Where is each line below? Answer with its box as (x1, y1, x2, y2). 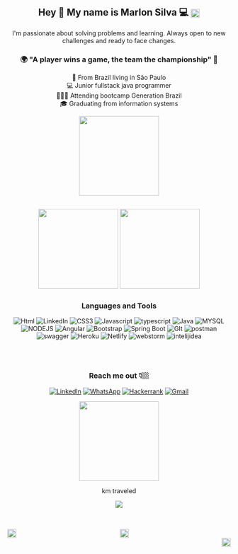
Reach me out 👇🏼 (89, 371, 149, 381)
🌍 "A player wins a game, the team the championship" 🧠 (20, 54, 218, 64)
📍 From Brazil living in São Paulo (72, 74, 166, 82)
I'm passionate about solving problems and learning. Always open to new (12, 28, 226, 37)
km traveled (101, 486, 137, 495)
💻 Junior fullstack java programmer (67, 81, 171, 90)
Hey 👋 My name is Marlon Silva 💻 (38, 6, 189, 18)
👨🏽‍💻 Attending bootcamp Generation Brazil (56, 91, 182, 100)
